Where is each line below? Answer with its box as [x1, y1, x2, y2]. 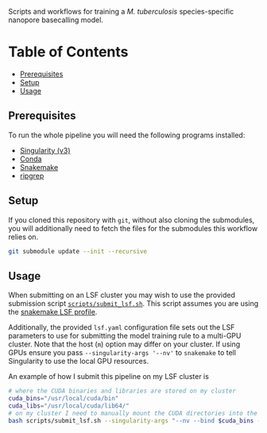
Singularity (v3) [19, 145, 71, 155]
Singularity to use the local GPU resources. [8, 357, 149, 366]
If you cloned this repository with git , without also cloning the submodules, [8, 215, 255, 225]
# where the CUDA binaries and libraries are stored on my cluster [8, 387, 237, 396]
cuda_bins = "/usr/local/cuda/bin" [8, 395, 119, 403]
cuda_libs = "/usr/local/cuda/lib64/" [8, 402, 130, 410]
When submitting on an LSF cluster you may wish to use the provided [8, 290, 236, 300]
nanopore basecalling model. [8, 15, 103, 25]
